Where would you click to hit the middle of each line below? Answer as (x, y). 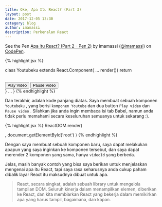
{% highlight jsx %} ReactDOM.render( (44, 125)
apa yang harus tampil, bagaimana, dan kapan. (64, 199)
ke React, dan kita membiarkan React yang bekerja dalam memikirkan (87, 194)
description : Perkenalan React (37, 32)
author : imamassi (23, 28)
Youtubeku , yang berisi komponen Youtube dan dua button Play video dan (77, 106)
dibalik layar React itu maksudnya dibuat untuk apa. (57, 174)
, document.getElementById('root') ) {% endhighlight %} (61, 135)
